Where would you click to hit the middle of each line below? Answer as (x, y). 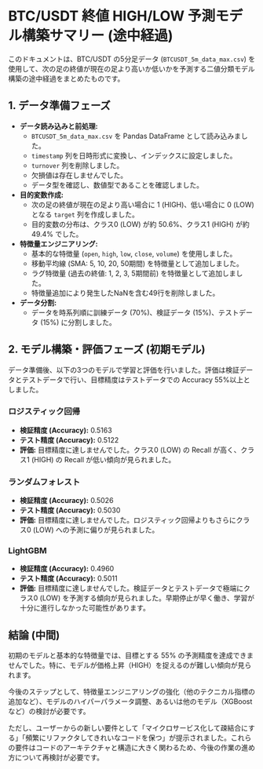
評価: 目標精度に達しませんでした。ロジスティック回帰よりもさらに (128, 520)
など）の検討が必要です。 (49, 712)
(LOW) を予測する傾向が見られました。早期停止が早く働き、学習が (147, 598)
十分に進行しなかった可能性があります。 (85, 608)
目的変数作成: (42, 195)
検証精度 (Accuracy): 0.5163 (66, 430)
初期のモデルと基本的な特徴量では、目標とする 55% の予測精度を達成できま (131, 655)
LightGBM (27, 551)
